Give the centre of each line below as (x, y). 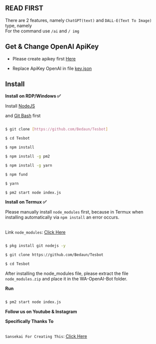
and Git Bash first (23, 116)
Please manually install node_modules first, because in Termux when (74, 212)
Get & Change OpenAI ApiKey (52, 47)
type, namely (19, 25)
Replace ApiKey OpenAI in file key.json (52, 68)
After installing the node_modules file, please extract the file (67, 273)
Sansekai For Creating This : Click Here (46, 336)
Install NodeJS (20, 106)
